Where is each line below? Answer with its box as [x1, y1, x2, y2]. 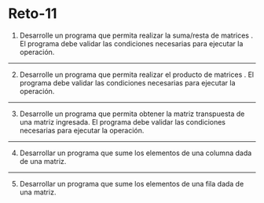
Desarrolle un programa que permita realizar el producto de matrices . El [19, 70, 255, 79]
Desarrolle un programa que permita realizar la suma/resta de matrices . [19, 31, 254, 40]
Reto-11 [8, 5, 57, 23]
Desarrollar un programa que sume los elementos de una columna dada [19, 148, 252, 158]
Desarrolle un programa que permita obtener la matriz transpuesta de [19, 109, 245, 118]
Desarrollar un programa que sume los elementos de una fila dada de [19, 179, 244, 188]
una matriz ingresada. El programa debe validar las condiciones [19, 117, 226, 126]
